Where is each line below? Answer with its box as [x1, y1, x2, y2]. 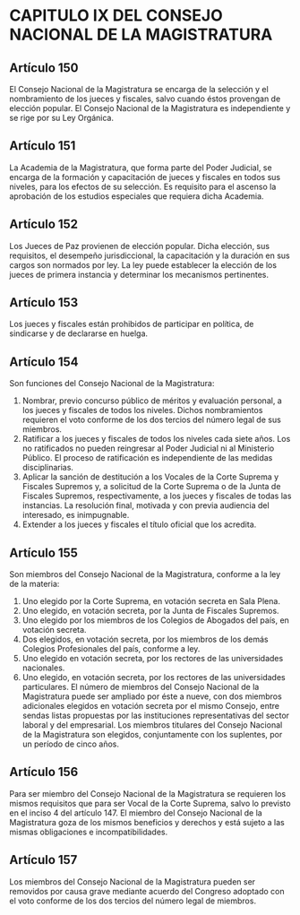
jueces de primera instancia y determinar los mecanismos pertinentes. [9, 269, 270, 280]
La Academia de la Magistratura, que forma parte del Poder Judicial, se [9, 162, 272, 173]
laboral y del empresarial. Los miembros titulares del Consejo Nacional [21, 720, 283, 730]
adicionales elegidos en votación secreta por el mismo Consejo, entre [21, 701, 280, 712]
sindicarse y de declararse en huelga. [9, 328, 149, 339]
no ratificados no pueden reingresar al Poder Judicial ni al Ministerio [21, 443, 275, 453]
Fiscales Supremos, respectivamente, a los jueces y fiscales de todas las [21, 490, 292, 502]
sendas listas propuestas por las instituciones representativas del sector [21, 710, 289, 721]
